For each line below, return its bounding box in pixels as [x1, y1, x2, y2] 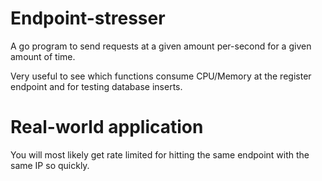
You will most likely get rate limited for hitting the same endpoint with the [10, 148, 310, 161]
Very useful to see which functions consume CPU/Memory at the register [10, 70, 312, 82]
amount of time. [10, 50, 76, 62]
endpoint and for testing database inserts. [10, 80, 183, 92]
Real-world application [10, 116, 204, 139]
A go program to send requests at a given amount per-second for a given [10, 40, 312, 52]
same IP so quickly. [10, 159, 90, 171]
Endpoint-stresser [10, 7, 166, 30]
